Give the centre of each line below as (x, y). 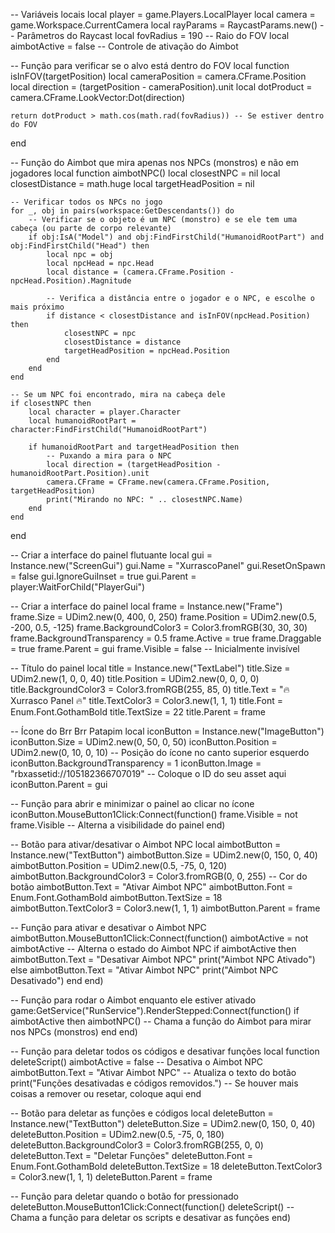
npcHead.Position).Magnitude (71, 281)
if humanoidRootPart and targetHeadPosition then (134, 447)
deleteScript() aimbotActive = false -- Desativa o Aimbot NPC (137, 1062)
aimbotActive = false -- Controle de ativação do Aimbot (124, 46)
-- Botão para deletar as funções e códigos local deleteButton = (142, 1113)
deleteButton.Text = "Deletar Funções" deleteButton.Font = (132, 1155)
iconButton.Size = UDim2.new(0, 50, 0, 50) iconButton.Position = (144, 742)
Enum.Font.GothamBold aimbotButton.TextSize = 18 (116, 897)
